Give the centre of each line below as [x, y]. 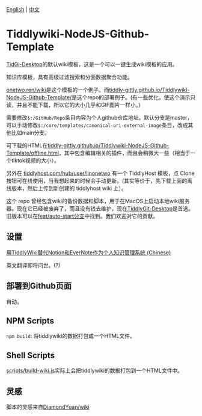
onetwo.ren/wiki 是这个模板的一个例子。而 [58, 90]
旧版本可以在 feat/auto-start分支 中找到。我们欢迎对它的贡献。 [82, 216]
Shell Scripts [31, 355]
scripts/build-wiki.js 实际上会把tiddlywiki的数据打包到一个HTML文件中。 [95, 371]
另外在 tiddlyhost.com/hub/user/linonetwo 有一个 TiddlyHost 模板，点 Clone [100, 173]
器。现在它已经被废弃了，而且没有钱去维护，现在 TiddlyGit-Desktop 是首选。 [100, 208]
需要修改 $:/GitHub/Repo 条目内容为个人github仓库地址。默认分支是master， [99, 117]
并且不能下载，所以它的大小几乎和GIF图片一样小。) [78, 105]
